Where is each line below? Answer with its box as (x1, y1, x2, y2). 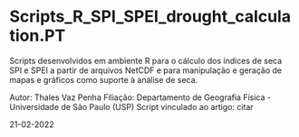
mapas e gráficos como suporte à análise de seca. (9, 74, 198, 85)
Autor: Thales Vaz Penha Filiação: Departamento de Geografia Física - (9, 92, 272, 103)
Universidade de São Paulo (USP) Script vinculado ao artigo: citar (9, 101, 254, 112)
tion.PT (9, 25, 66, 46)
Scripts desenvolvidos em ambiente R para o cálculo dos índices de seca (9, 55, 283, 66)
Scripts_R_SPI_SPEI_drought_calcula (9, 6, 292, 27)
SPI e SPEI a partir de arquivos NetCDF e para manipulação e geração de (9, 65, 283, 76)
